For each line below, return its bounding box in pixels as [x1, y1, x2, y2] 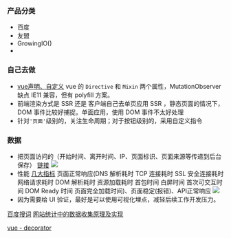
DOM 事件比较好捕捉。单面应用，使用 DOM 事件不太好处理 [16, 108, 184, 116]
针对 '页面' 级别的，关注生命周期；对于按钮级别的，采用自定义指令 [16, 116, 203, 125]
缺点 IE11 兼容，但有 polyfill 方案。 [16, 91, 113, 99]
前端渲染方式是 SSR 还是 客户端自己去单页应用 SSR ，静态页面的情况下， [16, 99, 224, 107]
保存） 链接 [16, 160, 49, 169]
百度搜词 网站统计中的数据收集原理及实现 [7, 210, 124, 218]
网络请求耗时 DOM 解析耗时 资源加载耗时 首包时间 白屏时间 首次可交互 [16, 177, 217, 186]
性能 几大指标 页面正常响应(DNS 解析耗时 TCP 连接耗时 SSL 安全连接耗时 [16, 169, 224, 177]
